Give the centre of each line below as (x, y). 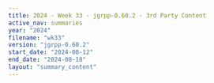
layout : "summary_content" (53, 67)
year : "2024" (30, 30)
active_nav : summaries (45, 23)
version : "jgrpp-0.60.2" (49, 45)
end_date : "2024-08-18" (47, 60)
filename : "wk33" (37, 38)
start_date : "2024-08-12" (51, 52)
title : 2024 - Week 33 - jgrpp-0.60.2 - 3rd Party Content (107, 15)
